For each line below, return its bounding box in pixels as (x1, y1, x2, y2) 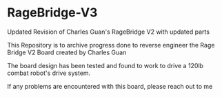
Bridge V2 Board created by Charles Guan (7, 48, 127, 56)
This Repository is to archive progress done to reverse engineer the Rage (7, 41, 215, 49)
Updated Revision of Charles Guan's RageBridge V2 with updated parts (7, 28, 210, 36)
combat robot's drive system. (7, 69, 91, 77)
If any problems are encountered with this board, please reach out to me (7, 82, 213, 90)
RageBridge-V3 (7, 5, 98, 21)
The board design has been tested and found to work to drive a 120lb (7, 61, 203, 69)
